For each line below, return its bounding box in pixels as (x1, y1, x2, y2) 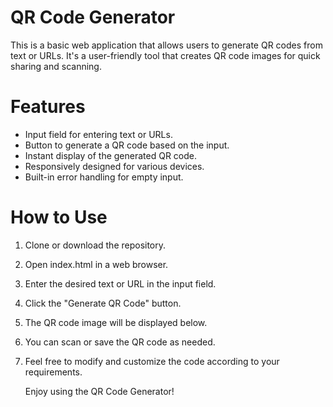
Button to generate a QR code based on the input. (24, 139, 230, 151)
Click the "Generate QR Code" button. (24, 297, 182, 309)
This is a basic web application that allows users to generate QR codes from (10, 39, 323, 51)
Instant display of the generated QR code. (24, 149, 198, 161)
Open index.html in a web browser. (24, 258, 169, 270)
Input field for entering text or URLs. (24, 128, 173, 140)
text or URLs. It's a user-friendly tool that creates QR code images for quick (10, 49, 321, 61)
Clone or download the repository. (24, 239, 167, 251)
